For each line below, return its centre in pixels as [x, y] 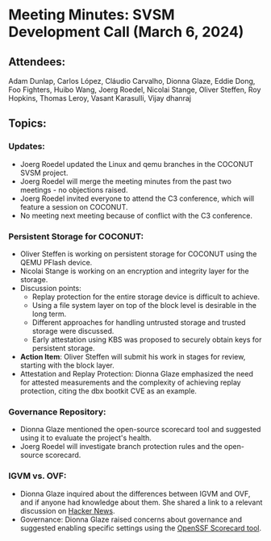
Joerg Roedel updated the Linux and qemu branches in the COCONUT [137, 164]
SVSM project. [44, 173]
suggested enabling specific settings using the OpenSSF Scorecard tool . [141, 528]
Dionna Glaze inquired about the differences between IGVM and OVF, [135, 493]
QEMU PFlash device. [56, 262]
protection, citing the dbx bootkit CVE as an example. [108, 391]
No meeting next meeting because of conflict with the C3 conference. [136, 215]
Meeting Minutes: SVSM [92, 15]
